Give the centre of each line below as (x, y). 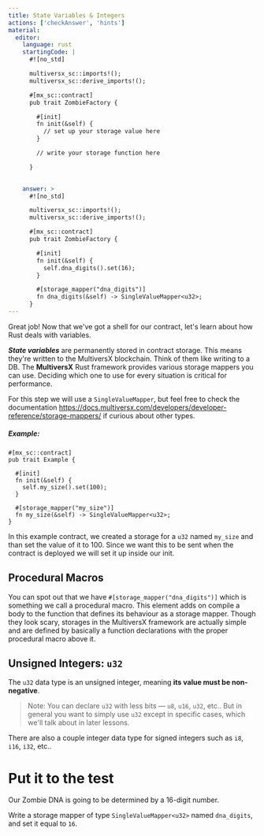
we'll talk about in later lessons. (78, 723)
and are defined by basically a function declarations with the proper (118, 630)
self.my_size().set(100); (65, 487)
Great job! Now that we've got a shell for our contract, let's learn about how (131, 326)
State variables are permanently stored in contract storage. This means (125, 350)
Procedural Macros (56, 578)
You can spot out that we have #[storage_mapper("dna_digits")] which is (127, 596)
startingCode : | (49, 52)
